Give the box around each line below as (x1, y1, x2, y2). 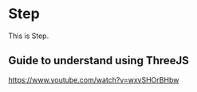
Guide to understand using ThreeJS (8, 54, 190, 67)
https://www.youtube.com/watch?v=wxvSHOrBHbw (8, 75, 179, 84)
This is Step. (8, 31, 49, 40)
